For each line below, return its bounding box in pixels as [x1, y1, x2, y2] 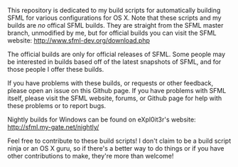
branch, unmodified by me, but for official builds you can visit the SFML [7, 28, 217, 37]
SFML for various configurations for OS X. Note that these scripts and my [7, 14, 222, 22]
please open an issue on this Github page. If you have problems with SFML [7, 87, 227, 95]
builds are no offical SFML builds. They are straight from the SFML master [7, 21, 224, 29]
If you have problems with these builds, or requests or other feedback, [7, 79, 214, 87]
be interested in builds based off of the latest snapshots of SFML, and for [7, 58, 222, 66]
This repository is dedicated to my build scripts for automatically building [7, 6, 221, 14]
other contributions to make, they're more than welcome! [7, 152, 174, 160]
